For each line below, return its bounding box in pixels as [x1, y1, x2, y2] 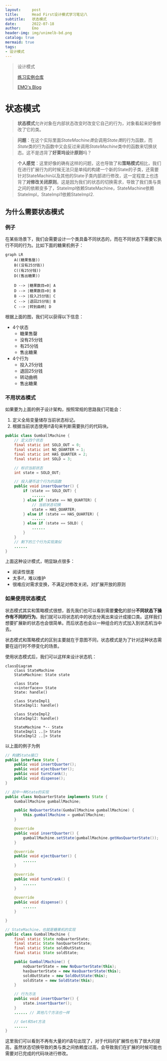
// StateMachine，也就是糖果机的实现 [5, 927, 76, 932]
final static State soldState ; [14, 950, 79, 956]
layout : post [5, 7, 41, 12]
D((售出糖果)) [14, 273, 40, 278]
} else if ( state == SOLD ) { [23, 521, 83, 526]
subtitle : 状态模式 [5, 16, 47, 21]
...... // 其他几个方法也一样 [14, 1010, 70, 1015]
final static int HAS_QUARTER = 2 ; [14, 452, 88, 457]
